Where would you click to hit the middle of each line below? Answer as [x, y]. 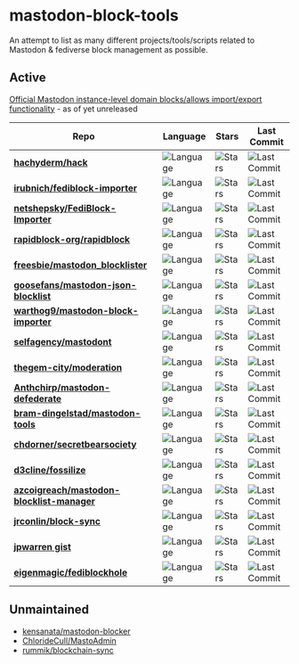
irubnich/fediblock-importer [76, 188]
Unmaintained [49, 610]
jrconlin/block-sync [57, 521]
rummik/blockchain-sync [68, 650]
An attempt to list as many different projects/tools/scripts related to [132, 40]
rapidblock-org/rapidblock [72, 239]
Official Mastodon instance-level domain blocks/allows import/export [136, 99]
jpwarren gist [42, 546]
